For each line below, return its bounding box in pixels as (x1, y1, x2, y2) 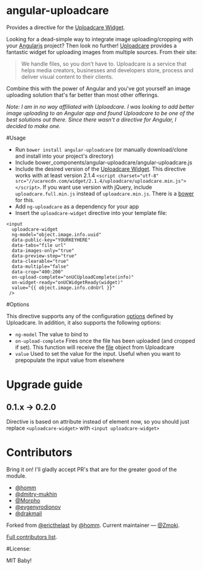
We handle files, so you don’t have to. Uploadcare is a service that (21, 60, 187, 67)
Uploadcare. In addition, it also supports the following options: (6, 319, 162, 326)
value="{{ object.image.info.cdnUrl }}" (12, 285, 115, 291)
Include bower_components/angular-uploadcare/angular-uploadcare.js (15, 158, 193, 166)
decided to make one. (6, 122, 61, 129)
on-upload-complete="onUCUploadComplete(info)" (12, 274, 135, 280)
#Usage (6, 134, 26, 141)
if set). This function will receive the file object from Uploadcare (15, 344, 175, 351)
